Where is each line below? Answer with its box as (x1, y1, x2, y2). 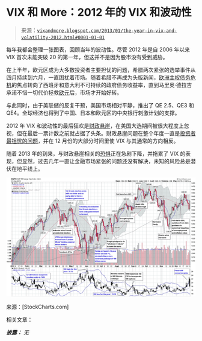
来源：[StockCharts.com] (6, 303, 69, 310)
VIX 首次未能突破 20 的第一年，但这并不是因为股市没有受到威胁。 (6, 53, 168, 60)
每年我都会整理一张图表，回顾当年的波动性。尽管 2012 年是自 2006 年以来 (6, 46, 191, 53)
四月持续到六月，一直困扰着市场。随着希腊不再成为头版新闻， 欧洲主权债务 (6, 74, 191, 81)
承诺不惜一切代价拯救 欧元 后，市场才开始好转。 (6, 89, 122, 96)
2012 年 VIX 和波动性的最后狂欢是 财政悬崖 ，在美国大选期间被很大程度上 (6, 122, 185, 129)
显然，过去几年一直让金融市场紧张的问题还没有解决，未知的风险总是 (22, 158, 191, 165)
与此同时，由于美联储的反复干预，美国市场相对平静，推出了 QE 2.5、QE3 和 (6, 101, 194, 109)
